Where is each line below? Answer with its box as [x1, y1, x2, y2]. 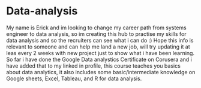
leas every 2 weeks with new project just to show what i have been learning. [6, 49, 195, 56]
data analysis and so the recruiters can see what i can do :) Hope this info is [6, 37, 194, 44]
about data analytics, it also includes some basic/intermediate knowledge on [6, 68, 196, 75]
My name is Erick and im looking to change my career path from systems [6, 24, 187, 31]
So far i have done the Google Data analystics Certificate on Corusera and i [6, 56, 192, 63]
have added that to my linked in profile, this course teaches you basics [6, 62, 181, 69]
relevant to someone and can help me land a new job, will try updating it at [6, 43, 190, 50]
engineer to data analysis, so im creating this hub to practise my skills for [6, 30, 187, 37]
